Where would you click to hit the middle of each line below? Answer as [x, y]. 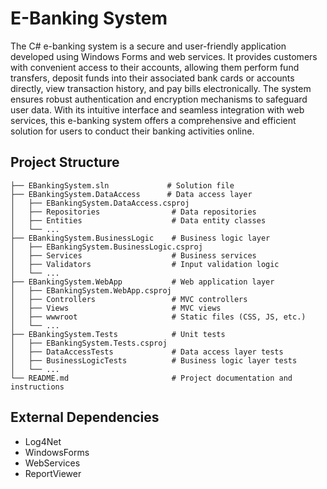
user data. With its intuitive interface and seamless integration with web [157, 109]
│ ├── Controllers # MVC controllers [129, 299]
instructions [37, 387]
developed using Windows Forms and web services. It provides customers [164, 56]
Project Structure [65, 162]
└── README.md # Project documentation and [151, 378]
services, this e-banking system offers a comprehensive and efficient [153, 120]
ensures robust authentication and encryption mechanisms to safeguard [159, 99]
